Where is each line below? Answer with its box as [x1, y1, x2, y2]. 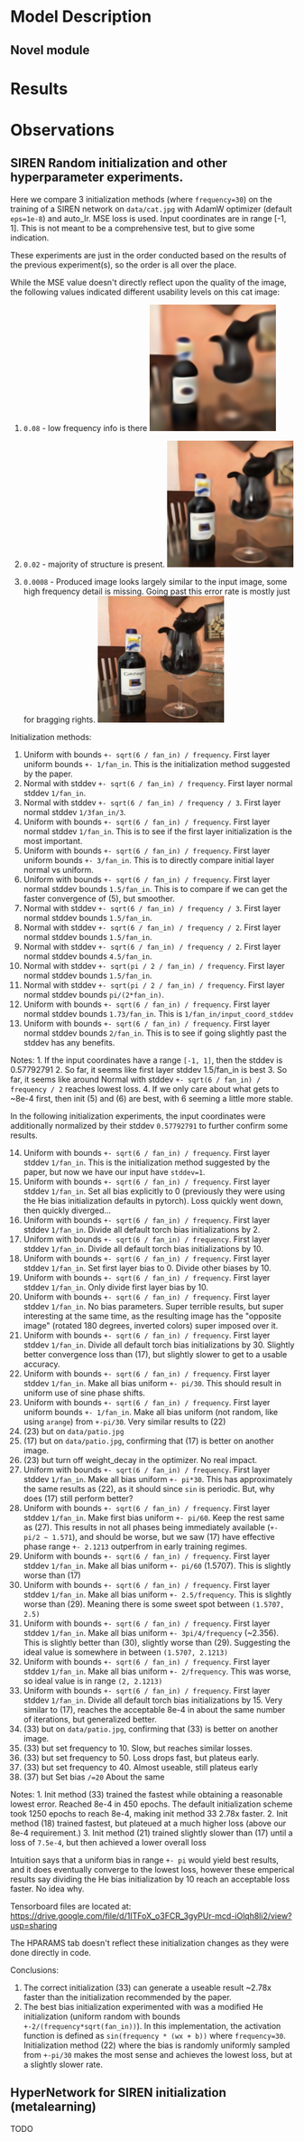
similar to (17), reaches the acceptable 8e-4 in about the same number [23, 1704, 286, 1714]
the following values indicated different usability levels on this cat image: [10, 286, 281, 297]
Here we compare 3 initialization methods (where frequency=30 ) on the [10, 193, 273, 204]
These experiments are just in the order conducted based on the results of [10, 249, 287, 260]
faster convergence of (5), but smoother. [23, 893, 175, 904]
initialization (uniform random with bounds [23, 2011, 181, 2022]
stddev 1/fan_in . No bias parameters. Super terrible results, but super [23, 1301, 284, 1311]
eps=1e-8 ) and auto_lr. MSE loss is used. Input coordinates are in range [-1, [10, 212, 287, 223]
